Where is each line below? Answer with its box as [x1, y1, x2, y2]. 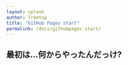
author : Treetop [6, 14, 47, 20]
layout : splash [6, 8, 45, 15]
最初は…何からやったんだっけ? [6, 49, 122, 60]
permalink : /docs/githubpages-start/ [6, 25, 101, 32]
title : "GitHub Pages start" [6, 20, 80, 26]
